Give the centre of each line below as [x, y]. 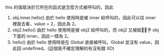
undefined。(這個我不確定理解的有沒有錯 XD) [68, 48]
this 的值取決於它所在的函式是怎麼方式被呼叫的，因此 [59, 7]
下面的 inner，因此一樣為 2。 [42, 36]
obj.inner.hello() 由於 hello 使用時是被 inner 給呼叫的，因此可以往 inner [84, 18]
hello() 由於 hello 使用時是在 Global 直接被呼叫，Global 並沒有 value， [83, 42]
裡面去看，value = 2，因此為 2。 [46, 24]
